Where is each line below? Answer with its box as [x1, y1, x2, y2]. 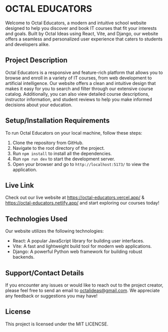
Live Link [5, 181, 34, 190]
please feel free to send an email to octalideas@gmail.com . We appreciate [5, 287, 160, 294]
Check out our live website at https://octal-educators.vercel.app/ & [5, 194, 145, 200]
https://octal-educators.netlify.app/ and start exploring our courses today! [5, 200, 159, 206]
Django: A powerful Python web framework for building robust [12, 248, 143, 255]
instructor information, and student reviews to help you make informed [5, 96, 152, 102]
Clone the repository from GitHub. [12, 140, 83, 146]
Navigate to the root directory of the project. [12, 145, 105, 151]
